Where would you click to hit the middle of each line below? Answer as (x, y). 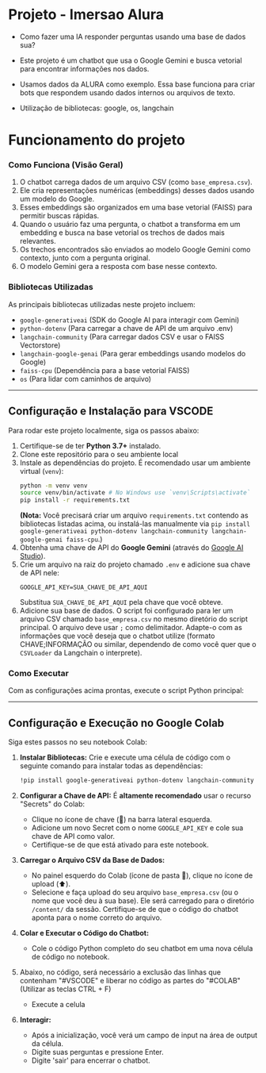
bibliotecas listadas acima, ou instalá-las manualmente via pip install (135, 524)
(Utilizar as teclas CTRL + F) (65, 989)
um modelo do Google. (57, 199)
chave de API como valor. (73, 836)
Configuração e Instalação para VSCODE (111, 412)
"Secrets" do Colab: (52, 804)
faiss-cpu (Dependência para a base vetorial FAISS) (104, 370)
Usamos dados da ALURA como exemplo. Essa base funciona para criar (137, 84)
